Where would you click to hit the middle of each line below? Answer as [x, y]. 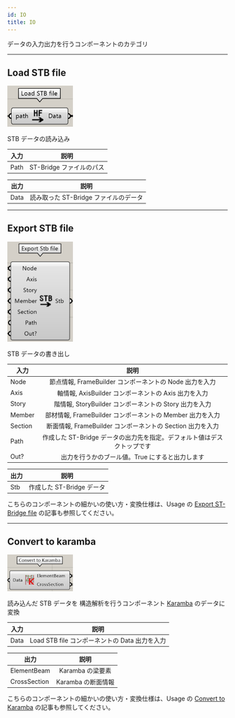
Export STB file [41, 228]
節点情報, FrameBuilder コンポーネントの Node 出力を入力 [133, 382]
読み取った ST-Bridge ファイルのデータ [86, 198]
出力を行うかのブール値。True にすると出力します [133, 457]
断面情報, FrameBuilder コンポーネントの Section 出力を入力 [133, 426]
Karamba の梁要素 [85, 670]
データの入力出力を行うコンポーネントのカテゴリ [78, 44]
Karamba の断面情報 [85, 682]
